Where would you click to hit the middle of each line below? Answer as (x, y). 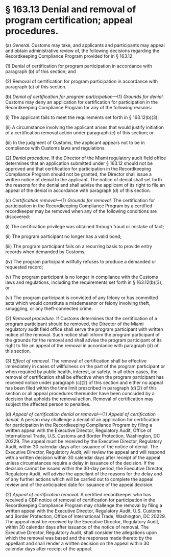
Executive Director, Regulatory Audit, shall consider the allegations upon (81, 532)
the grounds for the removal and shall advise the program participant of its (83, 340)
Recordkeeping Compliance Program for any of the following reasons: (79, 107)
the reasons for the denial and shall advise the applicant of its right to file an (85, 185)
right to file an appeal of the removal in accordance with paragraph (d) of (82, 345)
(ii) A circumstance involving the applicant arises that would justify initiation (85, 127)
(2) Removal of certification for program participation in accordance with (82, 81)
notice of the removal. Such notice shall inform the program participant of (83, 334)
